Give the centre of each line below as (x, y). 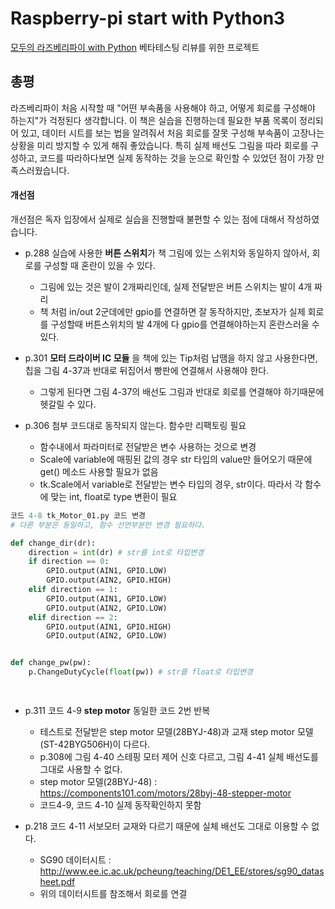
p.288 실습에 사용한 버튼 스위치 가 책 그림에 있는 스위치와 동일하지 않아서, (167, 253)
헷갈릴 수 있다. (68, 404)
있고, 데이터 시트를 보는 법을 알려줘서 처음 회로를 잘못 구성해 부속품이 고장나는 (172, 133)
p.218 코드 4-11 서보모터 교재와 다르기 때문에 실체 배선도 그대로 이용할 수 (167, 826)
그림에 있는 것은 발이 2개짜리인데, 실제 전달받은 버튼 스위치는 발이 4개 (176, 286)
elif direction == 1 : (73, 590)
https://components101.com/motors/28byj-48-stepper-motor (165, 793)
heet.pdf (57, 881)
